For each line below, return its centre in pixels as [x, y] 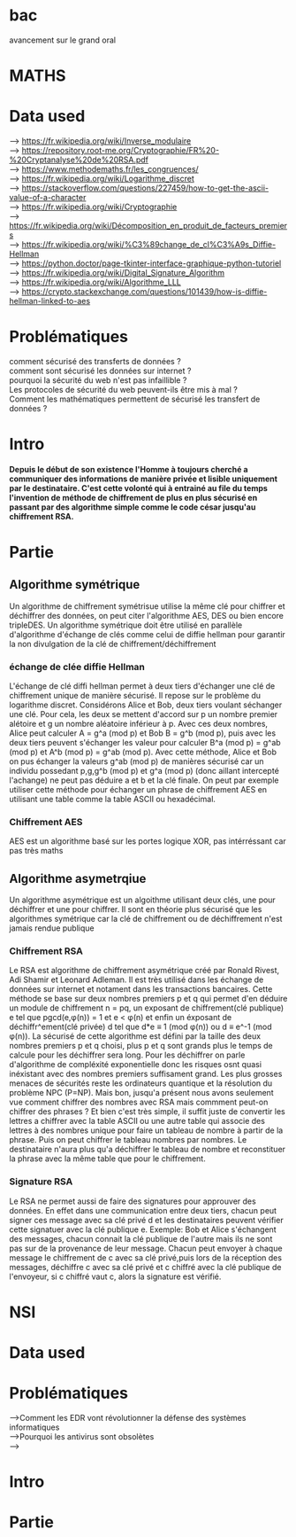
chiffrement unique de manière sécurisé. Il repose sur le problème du [135, 696]
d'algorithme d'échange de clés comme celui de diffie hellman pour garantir [147, 634]
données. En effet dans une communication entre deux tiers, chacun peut [143, 1210]
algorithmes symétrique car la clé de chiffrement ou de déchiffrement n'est [146, 919]
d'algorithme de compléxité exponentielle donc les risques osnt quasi [136, 1065]
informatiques [34, 1427]
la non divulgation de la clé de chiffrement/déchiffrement [113, 644]
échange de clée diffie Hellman [77, 667]
